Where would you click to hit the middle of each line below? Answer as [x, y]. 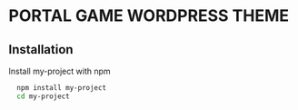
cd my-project [43, 96]
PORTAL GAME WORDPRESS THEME [149, 16]
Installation [41, 50]
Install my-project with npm [60, 71]
